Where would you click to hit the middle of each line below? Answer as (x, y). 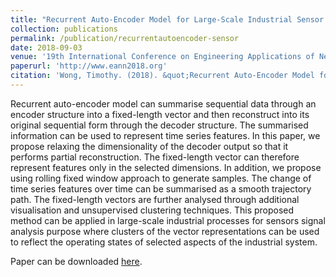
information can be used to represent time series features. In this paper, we (165, 135)
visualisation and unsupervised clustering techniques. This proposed (152, 210)
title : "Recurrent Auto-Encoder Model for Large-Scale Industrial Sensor (167, 19)
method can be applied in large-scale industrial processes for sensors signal (168, 220)
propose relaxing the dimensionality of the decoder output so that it (149, 146)
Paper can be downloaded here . (76, 261)
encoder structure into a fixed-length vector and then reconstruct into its (160, 114)
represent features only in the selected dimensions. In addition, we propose (166, 167)
